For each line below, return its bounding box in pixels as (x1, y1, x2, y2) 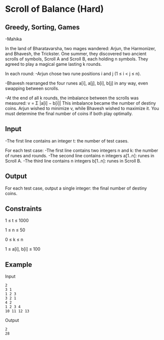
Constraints (5, 205, 42, 213)
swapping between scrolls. (5, 85, 60, 91)
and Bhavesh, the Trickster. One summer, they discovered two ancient (5, 51, 147, 57)
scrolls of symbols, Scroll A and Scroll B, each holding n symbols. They (5, 56, 148, 62)
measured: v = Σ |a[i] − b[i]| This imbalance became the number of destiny (5, 100, 156, 106)
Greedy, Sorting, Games (5, 23, 80, 31)
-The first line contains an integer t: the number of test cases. (5, 138, 129, 143)
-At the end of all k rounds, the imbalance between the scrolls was (5, 95, 139, 101)
